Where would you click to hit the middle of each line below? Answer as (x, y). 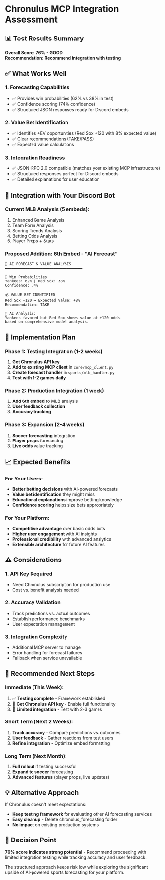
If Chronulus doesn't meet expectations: (46, 804)
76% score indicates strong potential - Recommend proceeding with (76, 852)
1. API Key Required (29, 574)
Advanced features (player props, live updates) (61, 777)
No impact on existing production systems (55, 824)
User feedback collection (38, 406)
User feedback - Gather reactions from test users (63, 738)
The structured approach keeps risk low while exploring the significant (77, 867)
